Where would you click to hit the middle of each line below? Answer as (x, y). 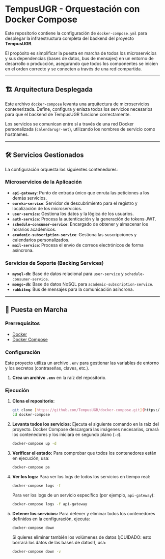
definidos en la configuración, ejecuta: (51, 519)
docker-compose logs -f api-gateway (50, 504)
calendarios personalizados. (41, 240)
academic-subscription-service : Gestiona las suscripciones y (74, 234)
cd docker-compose (31, 415)
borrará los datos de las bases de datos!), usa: (59, 542)
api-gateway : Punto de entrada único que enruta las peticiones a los (81, 192)
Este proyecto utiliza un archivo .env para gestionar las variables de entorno (82, 363)
